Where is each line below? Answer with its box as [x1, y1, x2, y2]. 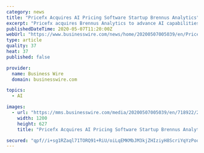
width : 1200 [17, 115, 47, 121]
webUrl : [6, 32, 26, 38]
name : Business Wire [12, 70, 64, 76]
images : [6, 104, 26, 110]
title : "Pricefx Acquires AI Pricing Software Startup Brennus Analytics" [6, 15, 200, 21]
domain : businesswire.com [12, 76, 78, 83]
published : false [6, 54, 50, 60]
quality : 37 [6, 43, 36, 49]
